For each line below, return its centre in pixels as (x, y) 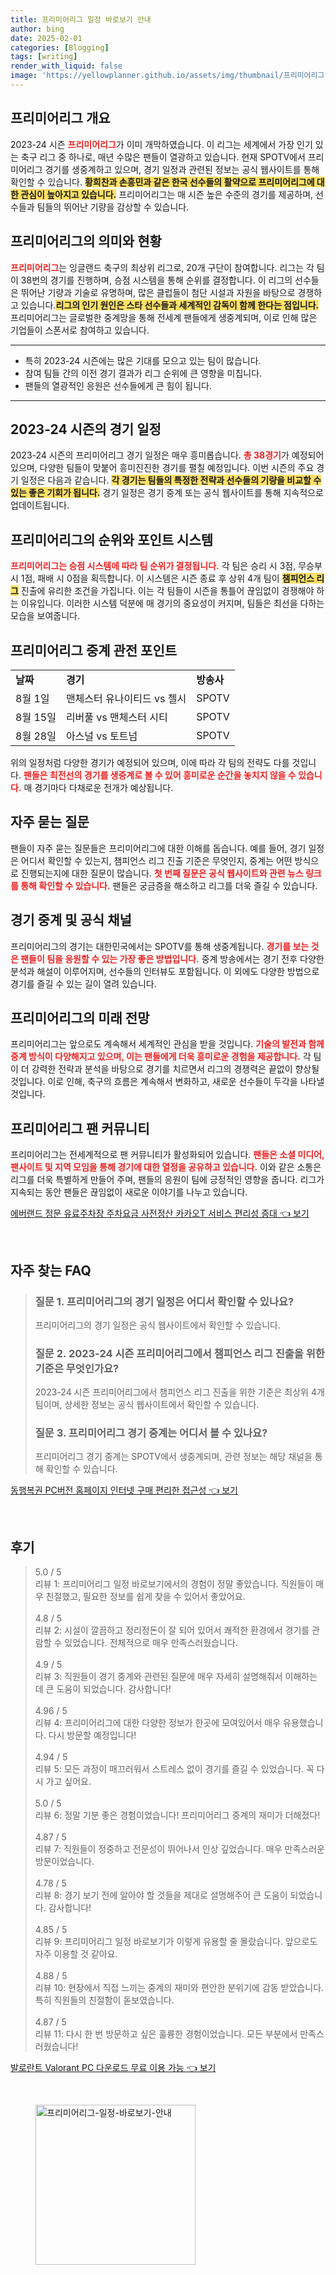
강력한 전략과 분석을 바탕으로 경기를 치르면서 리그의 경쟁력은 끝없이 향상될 (175, 1069)
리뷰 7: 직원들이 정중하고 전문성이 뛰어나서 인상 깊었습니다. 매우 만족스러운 (179, 1849)
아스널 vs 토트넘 (101, 736)
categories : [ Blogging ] (60, 47)
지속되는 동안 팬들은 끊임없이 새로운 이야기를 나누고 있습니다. (129, 1192)
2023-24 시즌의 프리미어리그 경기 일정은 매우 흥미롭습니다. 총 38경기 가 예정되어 (167, 455)
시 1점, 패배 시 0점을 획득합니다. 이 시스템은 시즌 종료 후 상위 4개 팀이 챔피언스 (162, 578)
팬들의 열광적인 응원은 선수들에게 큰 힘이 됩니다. (118, 385)
